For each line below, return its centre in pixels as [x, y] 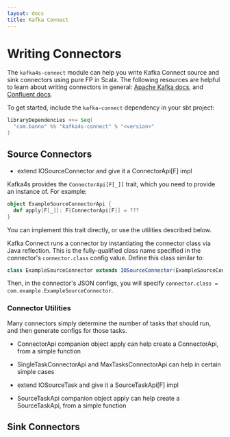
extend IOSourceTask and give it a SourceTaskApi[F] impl [98, 385]
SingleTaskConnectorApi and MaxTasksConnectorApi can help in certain [119, 364]
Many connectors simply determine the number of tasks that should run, [109, 323]
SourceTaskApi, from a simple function [72, 405]
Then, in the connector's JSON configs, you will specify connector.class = [113, 283]
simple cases [36, 371]
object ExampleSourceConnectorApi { [59, 204]
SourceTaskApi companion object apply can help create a [98, 398]
